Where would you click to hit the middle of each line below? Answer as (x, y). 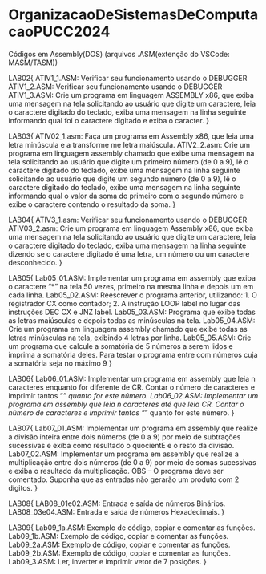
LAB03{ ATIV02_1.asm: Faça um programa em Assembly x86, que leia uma (131, 136)
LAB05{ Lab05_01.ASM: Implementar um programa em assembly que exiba (132, 277)
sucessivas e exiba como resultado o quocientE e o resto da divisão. (121, 445)
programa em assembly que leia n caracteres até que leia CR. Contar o (126, 404)
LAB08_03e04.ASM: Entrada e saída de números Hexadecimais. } (117, 511)
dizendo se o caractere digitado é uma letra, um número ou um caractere (129, 253)
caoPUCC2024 (59, 32)
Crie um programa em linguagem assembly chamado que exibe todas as (128, 329)
